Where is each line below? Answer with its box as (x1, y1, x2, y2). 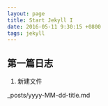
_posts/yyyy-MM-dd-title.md (7, 91, 91, 100)
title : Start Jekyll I (7, 17, 73, 24)
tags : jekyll (7, 29, 45, 37)
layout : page (7, 10, 45, 17)
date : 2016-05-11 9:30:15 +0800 (7, 23, 101, 30)
